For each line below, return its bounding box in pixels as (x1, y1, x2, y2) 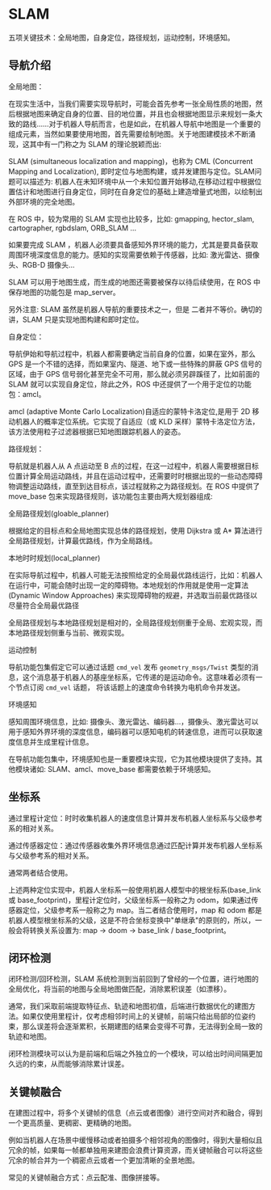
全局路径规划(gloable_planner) (8, 508, 110, 518)
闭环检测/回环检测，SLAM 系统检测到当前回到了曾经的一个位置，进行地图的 (8, 974, 260, 984)
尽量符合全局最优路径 (8, 600, 79, 610)
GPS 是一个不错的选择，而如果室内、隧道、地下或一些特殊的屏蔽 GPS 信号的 (8, 359, 262, 369)
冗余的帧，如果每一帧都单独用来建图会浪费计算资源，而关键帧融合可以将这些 (8, 1146, 263, 1155)
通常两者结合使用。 (8, 867, 73, 877)
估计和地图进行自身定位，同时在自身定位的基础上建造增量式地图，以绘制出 (15, 187, 263, 196)
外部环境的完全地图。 (8, 196, 79, 206)
